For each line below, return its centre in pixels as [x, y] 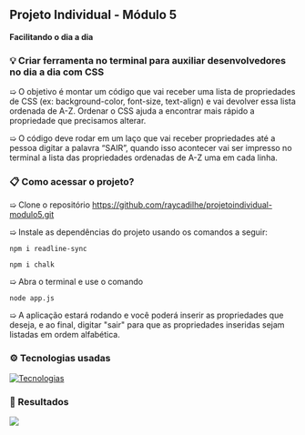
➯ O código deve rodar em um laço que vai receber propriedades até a [142, 138]
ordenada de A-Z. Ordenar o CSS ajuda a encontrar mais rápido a [132, 111]
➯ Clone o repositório [50, 205]
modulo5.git [32, 215]
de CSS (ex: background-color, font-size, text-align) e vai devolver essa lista [152, 101]
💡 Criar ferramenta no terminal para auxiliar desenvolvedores [148, 60]
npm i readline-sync [49, 249]
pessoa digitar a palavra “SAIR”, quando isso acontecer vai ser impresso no [151, 148]
